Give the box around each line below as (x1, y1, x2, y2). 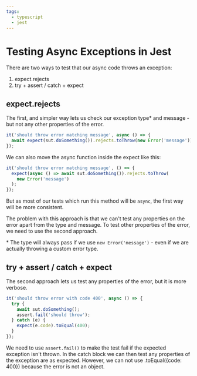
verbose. (6, 284, 28, 291)
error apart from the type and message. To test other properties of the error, (6, 221, 191, 229)
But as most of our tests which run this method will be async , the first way (6, 197, 184, 204)
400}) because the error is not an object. (6, 362, 105, 370)
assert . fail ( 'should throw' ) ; (16, 312, 91, 318)
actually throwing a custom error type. (6, 245, 98, 253)
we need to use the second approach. (6, 227, 98, 235)
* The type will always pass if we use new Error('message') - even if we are (6, 239, 189, 246)
